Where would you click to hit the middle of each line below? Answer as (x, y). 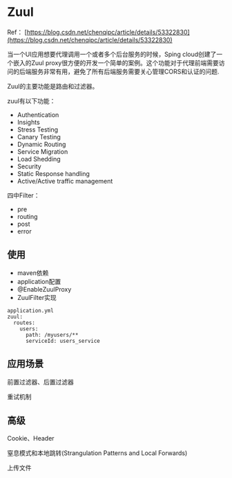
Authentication (38, 114)
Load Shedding (39, 159)
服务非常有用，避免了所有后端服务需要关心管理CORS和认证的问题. (125, 71)
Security (29, 166)
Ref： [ (17, 32)
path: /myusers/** (52, 335)
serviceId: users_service (62, 341)
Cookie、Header (31, 439)
